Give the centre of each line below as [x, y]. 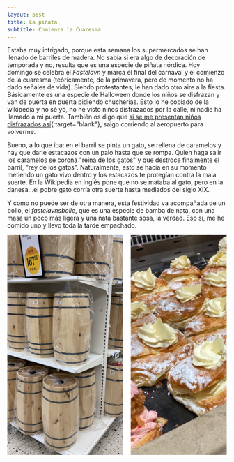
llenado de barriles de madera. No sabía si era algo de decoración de [106, 58]
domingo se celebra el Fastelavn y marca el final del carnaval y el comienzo [116, 73]
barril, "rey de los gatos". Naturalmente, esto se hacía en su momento [107, 167]
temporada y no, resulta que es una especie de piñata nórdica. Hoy [104, 65]
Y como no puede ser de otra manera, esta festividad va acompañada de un [116, 203]
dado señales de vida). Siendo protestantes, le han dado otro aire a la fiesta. [117, 87]
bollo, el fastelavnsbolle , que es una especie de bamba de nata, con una [111, 211]
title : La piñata [32, 22]
